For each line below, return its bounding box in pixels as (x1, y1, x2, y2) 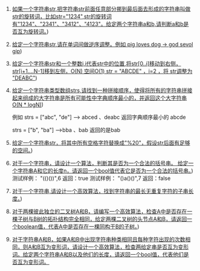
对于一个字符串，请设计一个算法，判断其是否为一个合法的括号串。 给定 (11, 159, 189, 167)
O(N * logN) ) (11, 101, 44, 108)
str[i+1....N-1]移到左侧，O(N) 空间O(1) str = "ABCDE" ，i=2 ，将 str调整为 (11, 68, 193, 74)
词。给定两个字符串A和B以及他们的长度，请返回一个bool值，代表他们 (11, 251, 184, 258)
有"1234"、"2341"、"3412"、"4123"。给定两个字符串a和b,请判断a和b (11, 21, 184, 27)
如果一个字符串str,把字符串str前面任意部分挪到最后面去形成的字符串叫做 (11, 5, 191, 12)
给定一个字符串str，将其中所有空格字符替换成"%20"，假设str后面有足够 (11, 139, 190, 146)
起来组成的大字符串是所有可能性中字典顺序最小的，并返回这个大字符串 (11, 94, 187, 101)
